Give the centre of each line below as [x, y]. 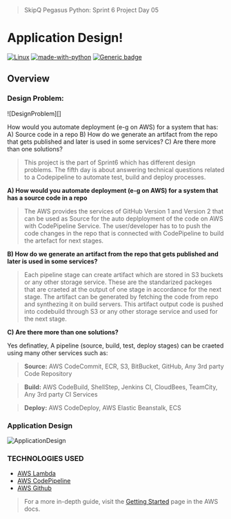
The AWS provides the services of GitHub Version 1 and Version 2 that [124, 211]
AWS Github [34, 488]
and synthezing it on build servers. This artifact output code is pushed [124, 304]
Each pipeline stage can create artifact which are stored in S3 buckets [123, 274]
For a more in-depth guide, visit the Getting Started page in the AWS [121, 502]
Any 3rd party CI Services [61, 394]
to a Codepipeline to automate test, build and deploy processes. [115, 177]
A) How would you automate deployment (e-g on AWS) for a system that [113, 190]
